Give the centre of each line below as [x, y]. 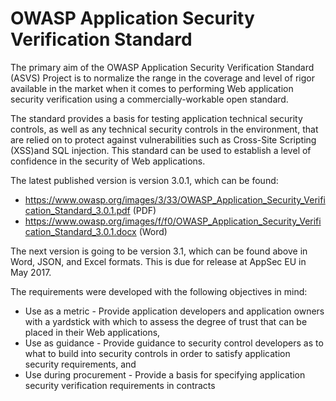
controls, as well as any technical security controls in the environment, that [164, 129]
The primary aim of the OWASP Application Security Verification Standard [162, 67]
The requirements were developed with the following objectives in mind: [159, 291]
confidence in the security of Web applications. [108, 161]
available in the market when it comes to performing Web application [152, 88]
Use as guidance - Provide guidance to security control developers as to [174, 343]
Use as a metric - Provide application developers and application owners [174, 311]
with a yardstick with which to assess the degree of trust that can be [166, 321]
